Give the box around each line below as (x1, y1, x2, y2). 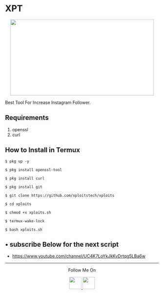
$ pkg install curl (5, 176, 45, 181)
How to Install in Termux (5, 146, 81, 154)
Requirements (5, 114, 49, 122)
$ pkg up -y (5, 159, 29, 164)
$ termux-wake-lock (5, 218, 45, 223)
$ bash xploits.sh (5, 227, 42, 232)
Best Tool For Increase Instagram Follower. (5, 99, 91, 105)
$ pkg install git (5, 184, 42, 189)
